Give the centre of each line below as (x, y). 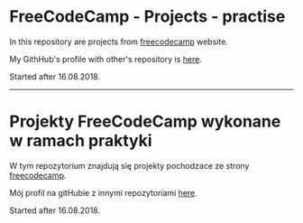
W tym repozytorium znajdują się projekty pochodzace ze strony (129, 165)
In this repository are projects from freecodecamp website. (119, 42)
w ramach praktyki (81, 141)
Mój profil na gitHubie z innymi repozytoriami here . (104, 192)
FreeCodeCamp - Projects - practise (147, 17)
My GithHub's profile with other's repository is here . (106, 59)
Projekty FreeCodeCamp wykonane (145, 121)
